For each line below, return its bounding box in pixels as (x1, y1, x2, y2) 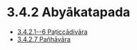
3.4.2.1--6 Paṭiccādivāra (16, 27, 88, 36)
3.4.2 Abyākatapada (6, 4, 131, 20)
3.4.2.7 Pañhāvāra (16, 35, 71, 43)
